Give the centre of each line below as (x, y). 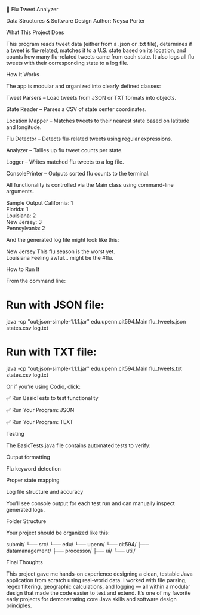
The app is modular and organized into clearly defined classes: (84, 86)
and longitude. (24, 127)
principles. (19, 605)
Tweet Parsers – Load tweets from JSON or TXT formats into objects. (91, 98)
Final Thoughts (24, 562)
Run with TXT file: (51, 352)
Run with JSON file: (55, 305)
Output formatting (28, 457)
